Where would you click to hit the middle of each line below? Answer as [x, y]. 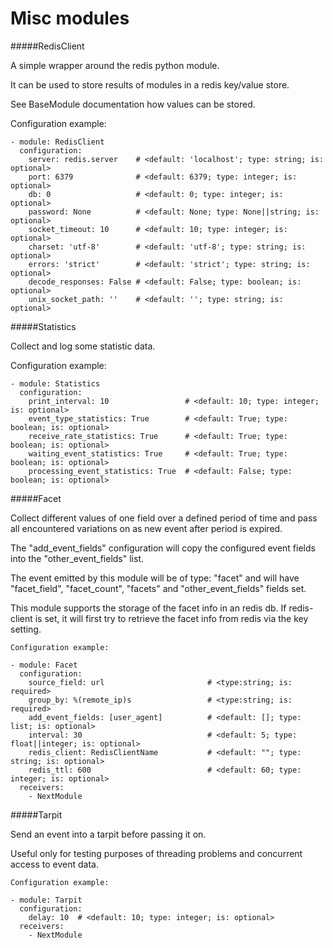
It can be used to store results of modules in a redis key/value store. [150, 84]
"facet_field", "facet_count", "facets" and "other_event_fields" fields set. [158, 588]
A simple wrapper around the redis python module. [115, 65]
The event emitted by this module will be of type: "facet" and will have [155, 578]
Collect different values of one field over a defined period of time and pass [164, 518]
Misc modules [70, 18]
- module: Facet [44, 665]
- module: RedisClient [57, 142]
